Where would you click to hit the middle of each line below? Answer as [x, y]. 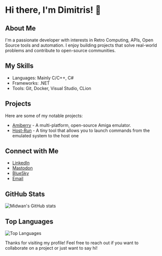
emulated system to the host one [45, 135]
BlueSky [21, 173]
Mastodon [22, 168]
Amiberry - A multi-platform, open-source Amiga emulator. [72, 125]
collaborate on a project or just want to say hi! [51, 248]
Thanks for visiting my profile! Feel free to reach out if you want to [72, 243]
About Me [20, 28]
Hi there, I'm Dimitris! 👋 [53, 10]
